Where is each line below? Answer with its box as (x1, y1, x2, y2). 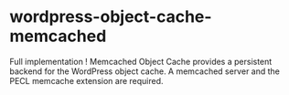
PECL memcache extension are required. (9, 75, 164, 86)
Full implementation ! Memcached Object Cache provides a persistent (9, 56, 273, 67)
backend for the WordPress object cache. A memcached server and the (9, 66, 281, 77)
